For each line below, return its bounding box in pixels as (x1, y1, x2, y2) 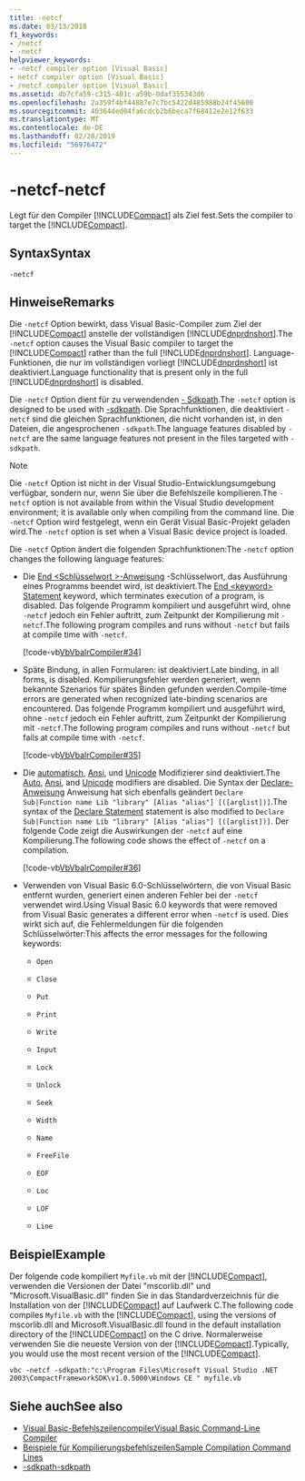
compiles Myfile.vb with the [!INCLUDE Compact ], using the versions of (9, 1310, 277, 1321)
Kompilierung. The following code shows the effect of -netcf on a (22, 835, 266, 847)
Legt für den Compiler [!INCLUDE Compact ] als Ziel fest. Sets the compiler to (9, 209, 293, 220)
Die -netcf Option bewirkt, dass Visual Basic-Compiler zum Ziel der (9, 319, 262, 330)
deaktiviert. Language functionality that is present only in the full (9, 367, 248, 378)
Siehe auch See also (9, 1398, 123, 1414)
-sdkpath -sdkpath (22, 1461, 91, 1472)
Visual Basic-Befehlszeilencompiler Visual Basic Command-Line (22, 1422, 261, 1434)
